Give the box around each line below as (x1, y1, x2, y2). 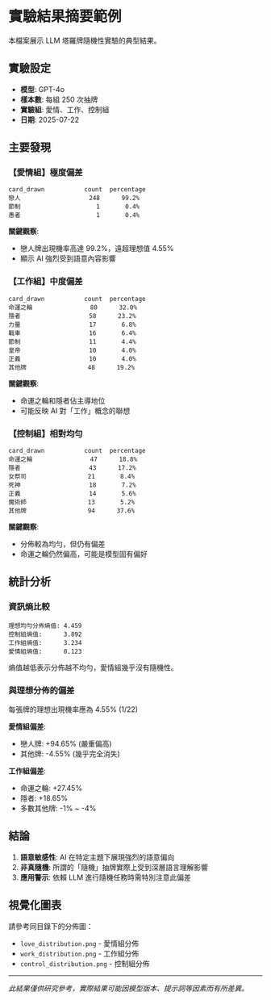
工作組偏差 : (8, 766, 47, 776)
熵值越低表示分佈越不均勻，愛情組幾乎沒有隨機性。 (8, 663, 178, 672)
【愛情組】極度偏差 (8, 167, 83, 178)
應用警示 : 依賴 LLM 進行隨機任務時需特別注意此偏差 (19, 872, 192, 882)
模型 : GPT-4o (19, 84, 65, 94)
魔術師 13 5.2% (8, 498, 135, 507)
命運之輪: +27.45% (19, 784, 83, 793)
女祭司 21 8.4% (8, 473, 135, 481)
